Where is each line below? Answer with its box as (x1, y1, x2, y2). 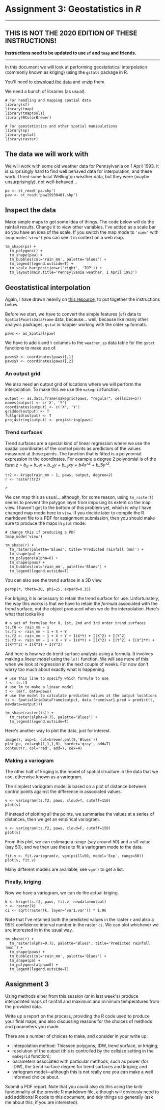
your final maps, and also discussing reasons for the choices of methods (5, 1018, 152, 1024)
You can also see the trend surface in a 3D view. (5, 577, 103, 583)
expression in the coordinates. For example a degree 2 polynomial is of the (5, 456, 156, 462)
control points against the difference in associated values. (5, 789, 122, 794)
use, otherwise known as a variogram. (5, 774, 82, 780)
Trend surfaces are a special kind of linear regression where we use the (5, 440, 150, 446)
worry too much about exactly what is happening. (5, 666, 106, 672)
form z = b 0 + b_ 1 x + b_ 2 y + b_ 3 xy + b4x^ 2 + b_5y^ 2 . (5, 461, 111, 469)
